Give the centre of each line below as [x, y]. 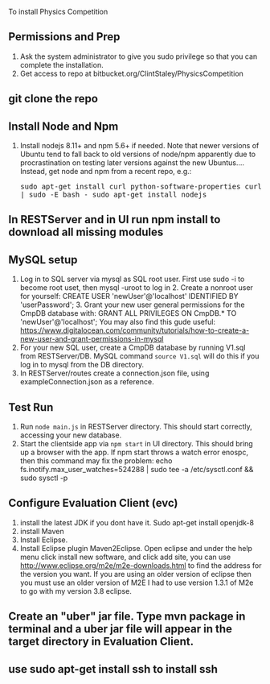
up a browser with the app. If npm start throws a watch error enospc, [134, 452]
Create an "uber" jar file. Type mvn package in [127, 617]
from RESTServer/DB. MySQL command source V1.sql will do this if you [139, 356]
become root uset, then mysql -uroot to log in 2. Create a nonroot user [136, 288]
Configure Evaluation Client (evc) [93, 503]
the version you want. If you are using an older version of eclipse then [135, 574]
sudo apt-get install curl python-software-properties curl [141, 187]
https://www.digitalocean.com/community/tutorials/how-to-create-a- [135, 330]
